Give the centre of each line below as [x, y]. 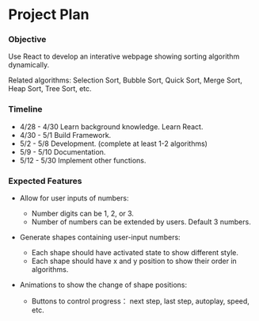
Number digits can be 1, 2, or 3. [83, 214]
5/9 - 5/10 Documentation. [63, 151]
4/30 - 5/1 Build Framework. [65, 135]
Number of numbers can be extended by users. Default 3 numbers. [141, 222]
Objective [27, 40]
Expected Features [45, 181]
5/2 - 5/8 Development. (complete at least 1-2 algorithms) [114, 143]
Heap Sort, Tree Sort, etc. [50, 89]
